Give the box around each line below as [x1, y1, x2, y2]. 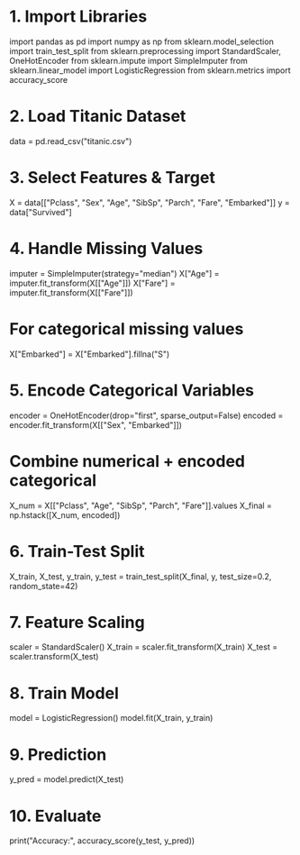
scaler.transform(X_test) [9, 651, 99, 662]
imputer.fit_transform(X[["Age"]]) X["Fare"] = [9, 277, 176, 288]
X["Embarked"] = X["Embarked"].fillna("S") [9, 349, 170, 359]
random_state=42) [9, 580, 78, 591]
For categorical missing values [9, 318, 244, 339]
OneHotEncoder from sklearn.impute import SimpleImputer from [9, 55, 248, 66]
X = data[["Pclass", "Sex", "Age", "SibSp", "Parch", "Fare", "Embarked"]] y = [9, 196, 290, 208]
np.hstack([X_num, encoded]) [9, 509, 121, 520]
